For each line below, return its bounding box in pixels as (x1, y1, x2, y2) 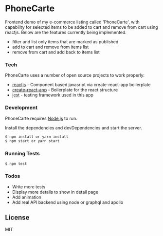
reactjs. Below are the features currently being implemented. (5, 29, 127, 35)
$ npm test (5, 161, 27, 166)
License (5, 214, 30, 222)
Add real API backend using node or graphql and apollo (12, 199, 124, 205)
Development (5, 104, 38, 111)
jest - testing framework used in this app (12, 92, 94, 98)
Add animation (12, 194, 41, 200)
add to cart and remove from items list (12, 44, 89, 50)
